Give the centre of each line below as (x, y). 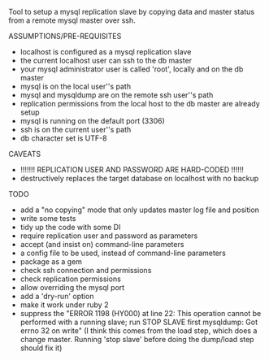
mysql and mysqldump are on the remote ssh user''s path (117, 95)
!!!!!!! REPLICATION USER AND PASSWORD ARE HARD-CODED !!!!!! (132, 169)
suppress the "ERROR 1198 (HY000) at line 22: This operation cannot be (141, 313)
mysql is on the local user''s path (76, 86)
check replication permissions (71, 279)
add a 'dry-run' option (57, 296)
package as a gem (51, 262)
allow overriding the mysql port (72, 287)
